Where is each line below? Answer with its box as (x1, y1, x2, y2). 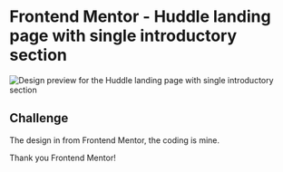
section (9, 45, 68, 65)
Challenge (9, 110, 69, 126)
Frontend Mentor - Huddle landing (9, 6, 271, 27)
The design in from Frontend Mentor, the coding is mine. (9, 134, 220, 146)
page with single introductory (9, 25, 238, 46)
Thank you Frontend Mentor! (9, 152, 116, 163)
